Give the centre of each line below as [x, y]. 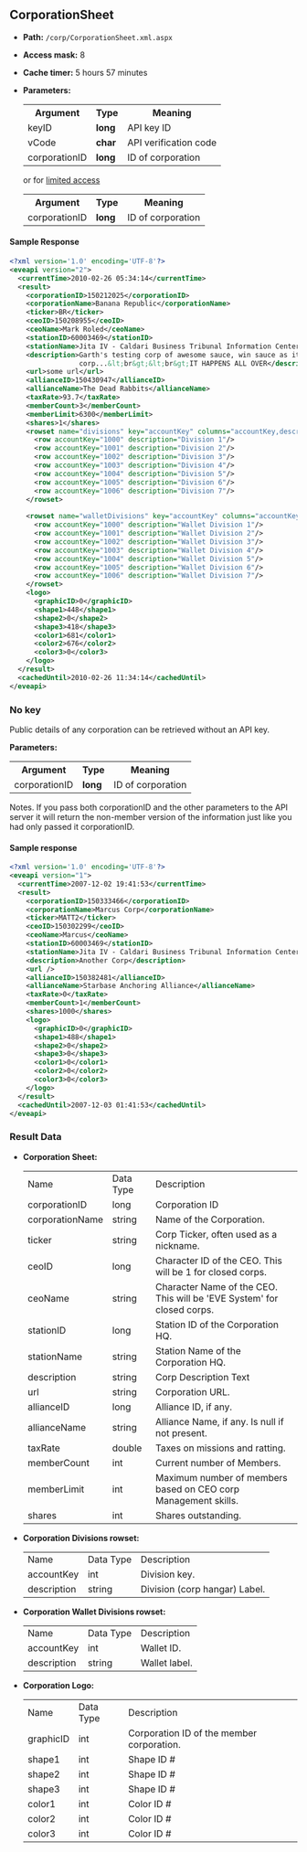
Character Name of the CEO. [217, 1286]
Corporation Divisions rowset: [81, 1538]
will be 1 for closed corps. [211, 1272]
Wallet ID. [161, 1647]
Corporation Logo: [58, 1685]
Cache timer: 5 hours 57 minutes [85, 72]
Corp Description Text [202, 1377]
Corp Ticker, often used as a [216, 1234]
